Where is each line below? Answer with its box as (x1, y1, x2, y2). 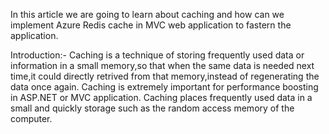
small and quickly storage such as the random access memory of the (10, 102, 295, 114)
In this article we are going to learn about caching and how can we (10, 9, 285, 20)
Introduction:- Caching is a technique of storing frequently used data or (10, 49, 305, 61)
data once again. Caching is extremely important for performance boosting (10, 81, 319, 93)
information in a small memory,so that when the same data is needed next (10, 60, 315, 71)
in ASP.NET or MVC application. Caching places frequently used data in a (10, 92, 313, 103)
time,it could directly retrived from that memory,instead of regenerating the (10, 70, 320, 82)
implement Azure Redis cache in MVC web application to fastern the (10, 19, 292, 31)
